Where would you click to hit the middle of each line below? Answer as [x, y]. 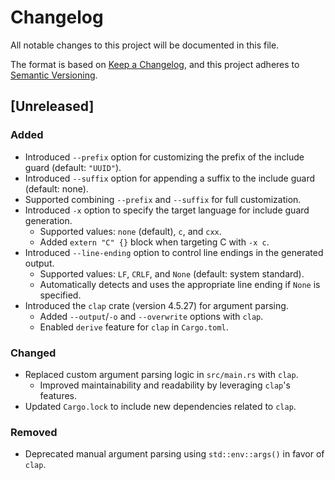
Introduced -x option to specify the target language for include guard [167, 210]
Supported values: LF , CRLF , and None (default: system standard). [172, 273]
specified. [60, 295]
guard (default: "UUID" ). [73, 167]
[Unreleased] [52, 106]
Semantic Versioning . [54, 75]
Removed [34, 432]
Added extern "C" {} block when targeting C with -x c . [154, 242]
